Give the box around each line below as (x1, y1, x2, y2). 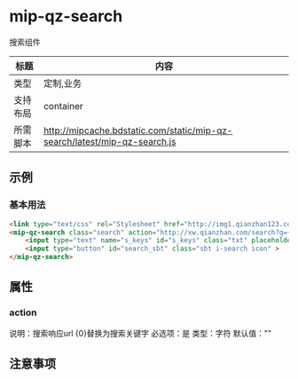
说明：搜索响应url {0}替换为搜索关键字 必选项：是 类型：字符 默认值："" (9, 328, 272, 338)
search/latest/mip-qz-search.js (43, 135, 176, 147)
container (43, 99, 84, 112)
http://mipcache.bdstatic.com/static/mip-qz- (43, 124, 233, 137)
